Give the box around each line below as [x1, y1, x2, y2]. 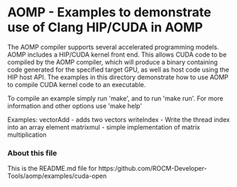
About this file [7, 148, 57, 158]
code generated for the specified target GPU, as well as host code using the [7, 65, 229, 74]
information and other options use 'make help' [7, 101, 143, 110]
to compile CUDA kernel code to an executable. [7, 80, 146, 89]
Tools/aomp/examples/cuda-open [7, 171, 107, 181]
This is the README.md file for [7, 164, 97, 173]
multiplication [7, 130, 48, 139]
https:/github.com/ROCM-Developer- [98, 164, 207, 173]
